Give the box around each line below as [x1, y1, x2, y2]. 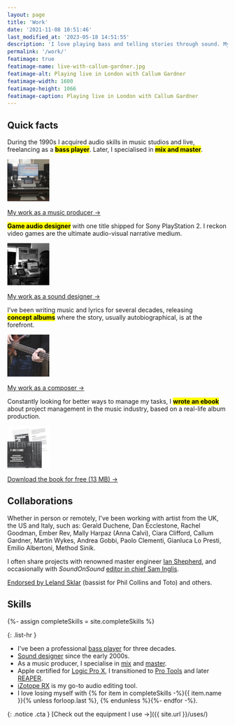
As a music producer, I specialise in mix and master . [17, 659, 167, 668]
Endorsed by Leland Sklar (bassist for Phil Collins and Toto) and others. [7, 578, 213, 586]
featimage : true [7, 56, 55, 63]
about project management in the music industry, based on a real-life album [7, 404, 226, 413]
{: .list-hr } [7, 631, 37, 639]
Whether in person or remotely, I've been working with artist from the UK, [7, 514, 219, 522]
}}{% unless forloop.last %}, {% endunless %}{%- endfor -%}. [17, 696, 198, 705]
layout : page [7, 11, 45, 18]
